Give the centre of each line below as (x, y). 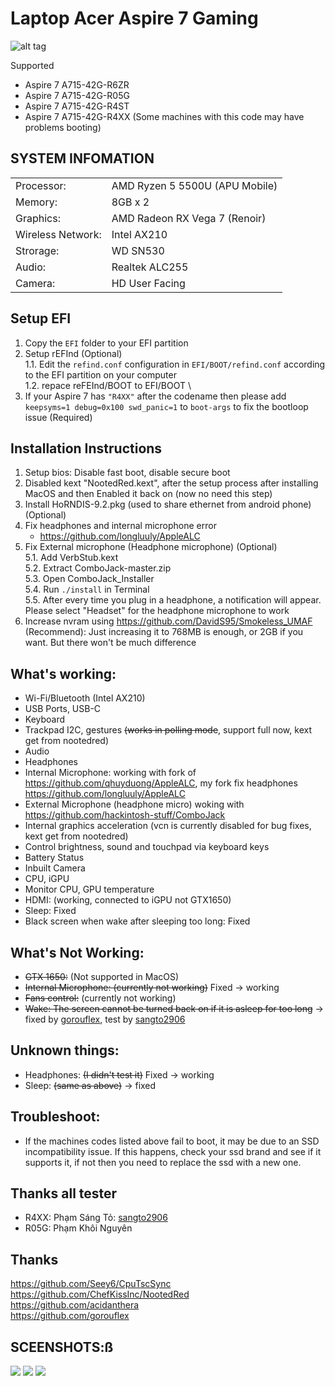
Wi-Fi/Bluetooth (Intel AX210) (85, 698)
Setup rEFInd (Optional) (73, 353)
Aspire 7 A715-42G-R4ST (77, 106)
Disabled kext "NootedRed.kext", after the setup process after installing (171, 483)
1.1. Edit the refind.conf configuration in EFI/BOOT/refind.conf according (175, 364)
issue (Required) (58, 417)
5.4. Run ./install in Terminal (87, 589)
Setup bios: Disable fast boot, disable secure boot (127, 473)
